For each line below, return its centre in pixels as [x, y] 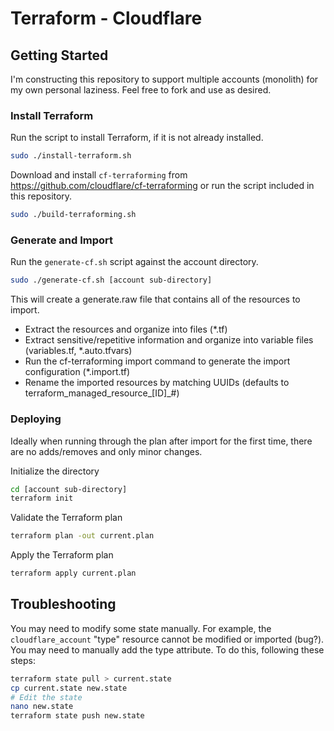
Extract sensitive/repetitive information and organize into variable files [169, 340]
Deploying [36, 419]
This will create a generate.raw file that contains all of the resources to [155, 299]
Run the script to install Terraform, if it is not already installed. [137, 138]
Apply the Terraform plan [62, 555]
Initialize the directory [55, 471]
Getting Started [59, 55]
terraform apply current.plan [73, 573]
